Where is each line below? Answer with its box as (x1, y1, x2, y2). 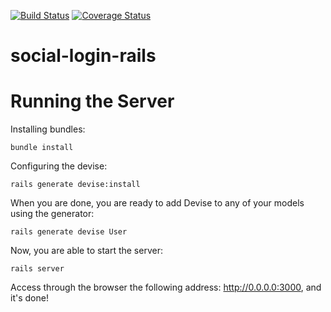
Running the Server (10, 90, 175, 113)
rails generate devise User (10, 227, 128, 237)
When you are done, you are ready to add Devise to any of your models (10, 197, 305, 209)
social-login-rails (10, 45, 157, 67)
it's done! (10, 292, 49, 304)
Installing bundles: (10, 123, 86, 135)
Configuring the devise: (10, 160, 108, 172)
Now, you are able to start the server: (10, 245, 163, 257)
